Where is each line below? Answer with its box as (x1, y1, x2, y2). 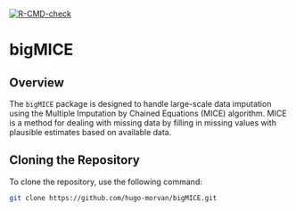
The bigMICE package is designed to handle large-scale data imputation (9, 99, 272, 109)
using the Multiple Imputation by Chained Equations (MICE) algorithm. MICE (9, 108, 287, 118)
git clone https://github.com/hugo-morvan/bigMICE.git (9, 193, 218, 202)
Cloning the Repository (9, 152, 140, 168)
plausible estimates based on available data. (9, 127, 172, 137)
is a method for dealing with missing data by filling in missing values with (9, 118, 276, 128)
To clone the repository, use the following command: (9, 176, 203, 187)
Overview (9, 75, 65, 90)
